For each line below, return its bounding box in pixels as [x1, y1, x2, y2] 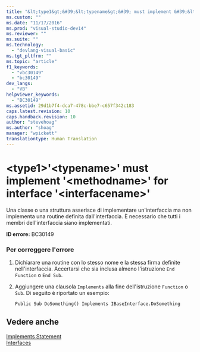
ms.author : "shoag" [6, 125, 55, 131]
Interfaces [6, 339, 32, 346]
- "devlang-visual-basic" [11, 48, 76, 54]
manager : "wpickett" [6, 130, 58, 137]
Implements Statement [6, 332, 61, 340]
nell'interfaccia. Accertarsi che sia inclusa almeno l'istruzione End [14, 265, 175, 272]
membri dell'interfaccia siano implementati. [6, 219, 112, 226]
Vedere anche [6, 317, 60, 327]
